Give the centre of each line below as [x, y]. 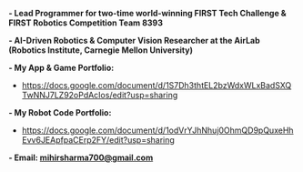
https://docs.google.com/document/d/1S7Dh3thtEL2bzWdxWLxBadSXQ [157, 85]
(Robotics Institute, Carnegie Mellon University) [101, 50]
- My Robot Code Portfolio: [60, 112]
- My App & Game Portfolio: [61, 68]
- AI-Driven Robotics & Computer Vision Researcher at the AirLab [134, 40]
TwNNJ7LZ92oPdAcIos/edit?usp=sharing [100, 95]
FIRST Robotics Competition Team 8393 [86, 23]
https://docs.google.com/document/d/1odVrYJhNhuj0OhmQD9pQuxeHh [157, 130]
